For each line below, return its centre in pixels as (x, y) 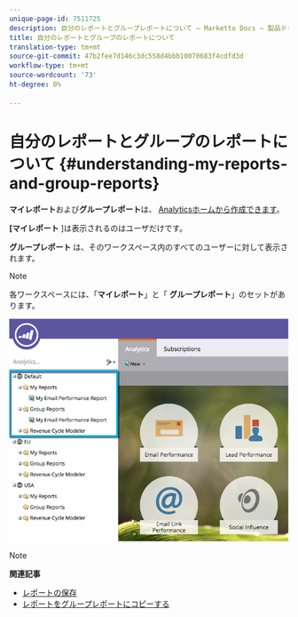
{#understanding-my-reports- (173, 164)
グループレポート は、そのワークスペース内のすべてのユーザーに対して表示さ (149, 247)
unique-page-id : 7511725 (55, 19)
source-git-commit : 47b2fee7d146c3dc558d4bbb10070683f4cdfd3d (126, 56)
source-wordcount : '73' (53, 76)
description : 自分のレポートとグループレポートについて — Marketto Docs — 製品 (145, 28)
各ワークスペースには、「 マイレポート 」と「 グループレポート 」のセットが (144, 294)
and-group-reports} (85, 183)
